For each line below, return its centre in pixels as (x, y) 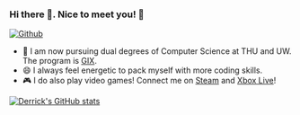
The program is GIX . (59, 61)
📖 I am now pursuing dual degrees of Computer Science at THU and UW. (157, 51)
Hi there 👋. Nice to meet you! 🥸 (77, 14)
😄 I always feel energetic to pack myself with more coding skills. (142, 70)
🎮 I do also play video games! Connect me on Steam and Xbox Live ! (149, 81)
